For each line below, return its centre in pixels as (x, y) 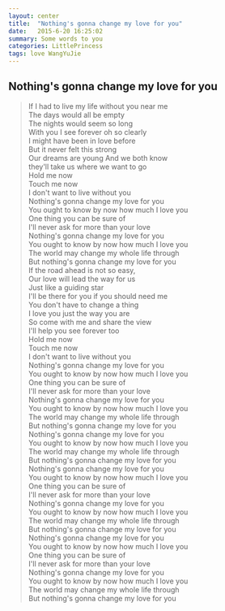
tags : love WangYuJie (45, 54)
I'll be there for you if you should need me (98, 296)
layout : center (34, 16)
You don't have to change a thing (83, 305)
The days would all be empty (76, 115)
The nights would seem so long (81, 123)
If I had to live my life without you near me (98, 106)
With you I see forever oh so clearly (87, 132)
